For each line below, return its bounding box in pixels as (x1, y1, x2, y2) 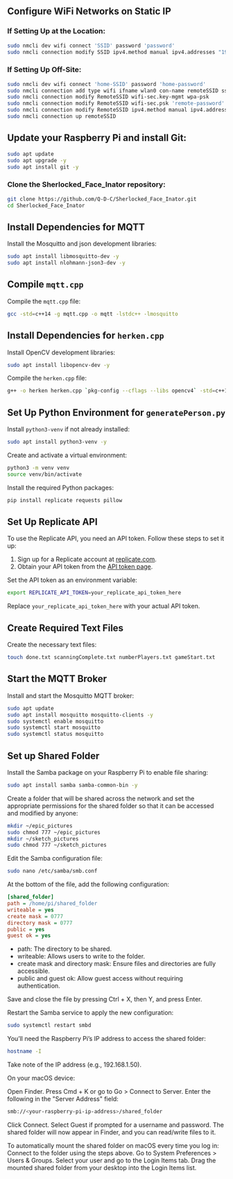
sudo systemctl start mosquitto (7, 724, 101, 731)
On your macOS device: (7, 1074, 76, 1083)
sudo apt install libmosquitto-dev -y (7, 253, 119, 260)
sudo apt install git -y (7, 163, 79, 171)
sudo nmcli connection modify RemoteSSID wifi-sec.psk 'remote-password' (7, 100, 225, 107)
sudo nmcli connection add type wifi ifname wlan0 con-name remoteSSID (7, 87, 218, 94)
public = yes (7, 926, 45, 933)
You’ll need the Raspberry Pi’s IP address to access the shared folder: (7, 1035, 207, 1043)
